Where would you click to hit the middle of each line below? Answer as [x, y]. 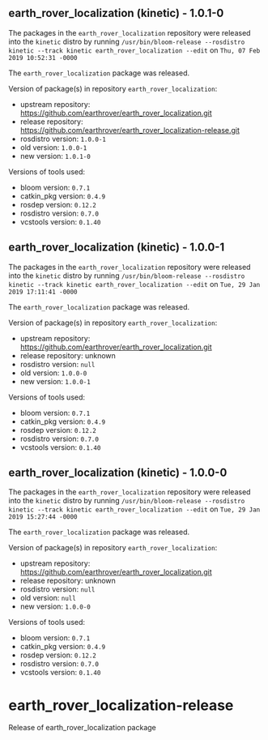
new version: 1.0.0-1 [55, 381]
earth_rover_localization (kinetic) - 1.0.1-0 [116, 13]
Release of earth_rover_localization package [82, 728]
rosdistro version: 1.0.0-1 [63, 139]
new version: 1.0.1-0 [55, 156]
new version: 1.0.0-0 [55, 606]
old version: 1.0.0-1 [53, 147]
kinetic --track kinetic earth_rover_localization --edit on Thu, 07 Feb [134, 50]
